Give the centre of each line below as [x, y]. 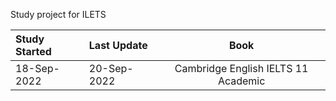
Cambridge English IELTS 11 [241, 68]
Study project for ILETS [58, 14]
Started [33, 51]
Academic [241, 81]
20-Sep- [111, 68]
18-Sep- [37, 68]
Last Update [118, 45]
